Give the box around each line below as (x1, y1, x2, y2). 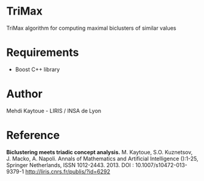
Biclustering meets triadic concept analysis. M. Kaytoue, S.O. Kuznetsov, (6, 148, 193, 155)
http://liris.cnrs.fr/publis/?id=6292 (25, 168, 111, 175)
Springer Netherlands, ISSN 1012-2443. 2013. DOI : (6, 161, 134, 168)
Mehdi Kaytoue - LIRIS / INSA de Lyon (6, 107, 102, 114)
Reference (6, 129, 60, 142)
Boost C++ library (15, 66, 60, 73)
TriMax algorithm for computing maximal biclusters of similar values (6, 24, 177, 32)
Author (6, 87, 43, 101)
